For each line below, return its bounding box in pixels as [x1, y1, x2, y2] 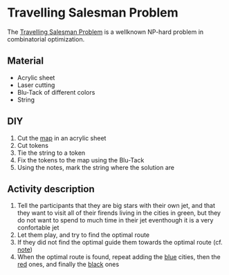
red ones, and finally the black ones [17, 260, 120, 269]
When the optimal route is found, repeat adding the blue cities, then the [17, 253, 221, 261]
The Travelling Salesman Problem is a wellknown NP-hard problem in [7, 28, 204, 36]
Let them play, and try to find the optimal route [17, 231, 150, 239]
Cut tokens [17, 141, 48, 149]
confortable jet [17, 223, 59, 232]
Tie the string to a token [17, 149, 86, 157]
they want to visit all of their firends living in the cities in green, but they [17, 209, 221, 217]
